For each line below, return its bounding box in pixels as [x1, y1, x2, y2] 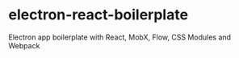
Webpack [8, 40, 40, 50]
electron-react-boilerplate [8, 6, 188, 24]
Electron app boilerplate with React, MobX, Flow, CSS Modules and [8, 32, 232, 42]
